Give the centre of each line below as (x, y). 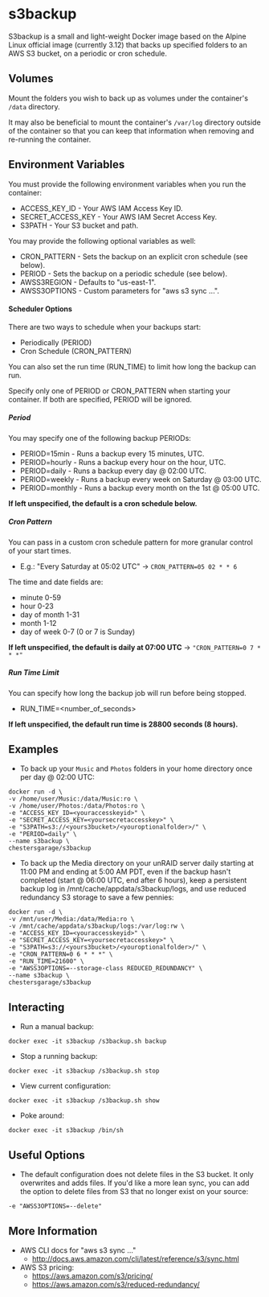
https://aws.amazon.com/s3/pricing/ (92, 1275)
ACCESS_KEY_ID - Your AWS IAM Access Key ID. (101, 208)
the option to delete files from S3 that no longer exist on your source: (134, 1192)
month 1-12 (38, 623)
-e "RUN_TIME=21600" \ (46, 961)
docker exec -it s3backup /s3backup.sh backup (88, 1042)
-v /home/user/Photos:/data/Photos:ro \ (77, 806)
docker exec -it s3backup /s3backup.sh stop (84, 1071)
